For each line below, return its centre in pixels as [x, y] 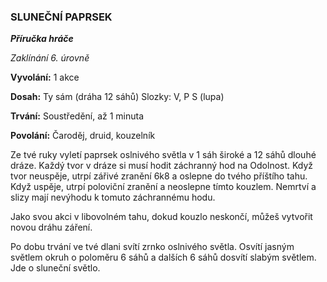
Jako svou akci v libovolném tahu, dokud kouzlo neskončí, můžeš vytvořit [161, 217]
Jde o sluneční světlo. [55, 268]
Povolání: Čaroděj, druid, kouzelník [83, 136]
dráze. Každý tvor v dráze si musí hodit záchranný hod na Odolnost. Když [162, 166]
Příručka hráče [42, 39]
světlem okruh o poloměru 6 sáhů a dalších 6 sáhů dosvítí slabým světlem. [163, 257]
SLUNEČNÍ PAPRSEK [61, 17]
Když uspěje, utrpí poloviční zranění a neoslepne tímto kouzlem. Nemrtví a [163, 187]
